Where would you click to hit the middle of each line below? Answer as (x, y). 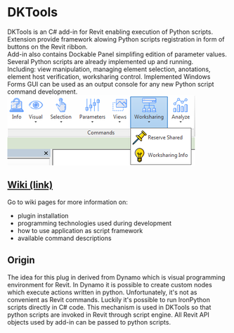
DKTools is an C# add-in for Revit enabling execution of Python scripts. (110, 32)
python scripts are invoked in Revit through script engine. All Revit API (108, 315)
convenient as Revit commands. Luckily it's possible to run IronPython (109, 299)
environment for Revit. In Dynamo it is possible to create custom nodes (110, 284)
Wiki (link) (30, 185)
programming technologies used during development (95, 223)
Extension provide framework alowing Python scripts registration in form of (116, 39)
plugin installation (43, 215)
